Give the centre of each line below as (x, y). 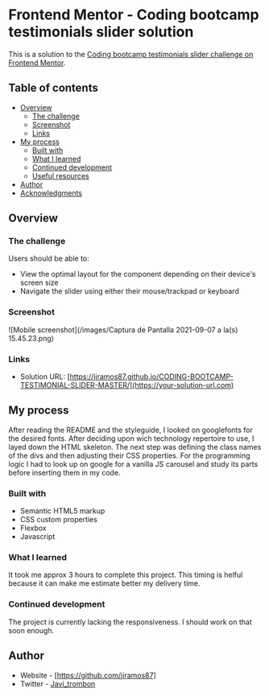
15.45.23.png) (31, 338)
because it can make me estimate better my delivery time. (104, 583)
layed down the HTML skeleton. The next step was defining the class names (135, 447)
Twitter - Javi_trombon (58, 684)
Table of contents (53, 88)
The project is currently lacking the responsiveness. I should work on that (130, 622)
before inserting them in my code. (64, 472)
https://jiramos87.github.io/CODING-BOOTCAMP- (151, 377)
